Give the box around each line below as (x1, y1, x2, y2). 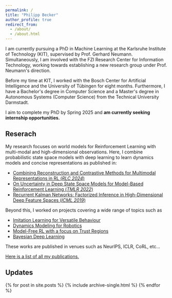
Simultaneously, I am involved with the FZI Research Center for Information (5, 57, 164, 62)
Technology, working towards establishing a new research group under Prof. (5, 62, 167, 68)
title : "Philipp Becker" (5, 12, 59, 17)
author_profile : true (5, 17, 52, 22)
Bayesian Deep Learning (12, 233, 65, 239)
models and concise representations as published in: (5, 160, 117, 166)
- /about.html (10, 31, 40, 37)
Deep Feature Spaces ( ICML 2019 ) (12, 197, 86, 203)
